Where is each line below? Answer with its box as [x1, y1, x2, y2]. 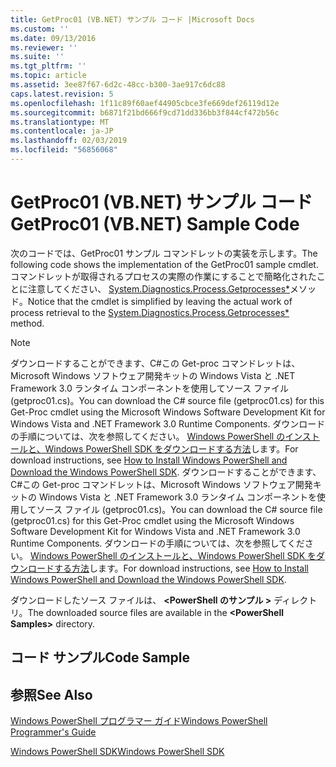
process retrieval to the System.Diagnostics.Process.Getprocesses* [10, 306, 290, 318]
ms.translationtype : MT [10, 117, 110, 127]
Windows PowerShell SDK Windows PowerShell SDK [10, 746, 225, 758]
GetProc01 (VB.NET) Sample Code [10, 213, 300, 236]
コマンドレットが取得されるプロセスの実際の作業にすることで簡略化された [10, 270, 317, 282]
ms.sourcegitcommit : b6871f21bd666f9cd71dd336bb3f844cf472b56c [10, 107, 280, 118]
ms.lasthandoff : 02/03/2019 [10, 136, 128, 146]
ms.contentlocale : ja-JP [10, 126, 114, 136]
